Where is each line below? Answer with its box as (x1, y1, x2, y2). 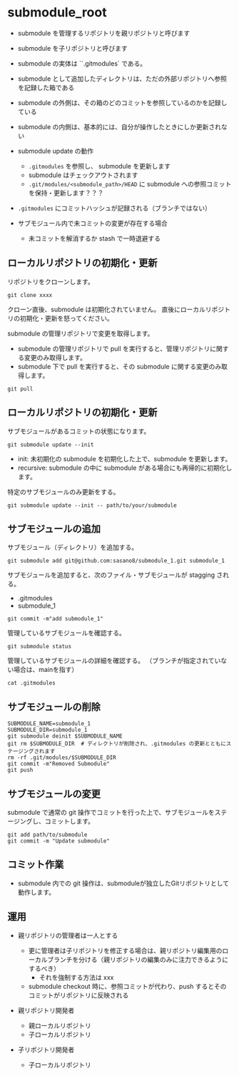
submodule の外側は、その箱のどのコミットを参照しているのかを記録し (17, 98, 228, 107)
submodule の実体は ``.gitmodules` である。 (17, 59, 147, 68)
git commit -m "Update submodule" (7, 838, 111, 845)
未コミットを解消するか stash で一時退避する (28, 233, 161, 243)
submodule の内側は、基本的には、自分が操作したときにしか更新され (17, 122, 222, 131)
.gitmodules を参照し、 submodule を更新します (28, 161, 171, 170)
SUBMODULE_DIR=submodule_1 (7, 726, 88, 734)
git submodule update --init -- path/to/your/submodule (7, 501, 177, 509)
